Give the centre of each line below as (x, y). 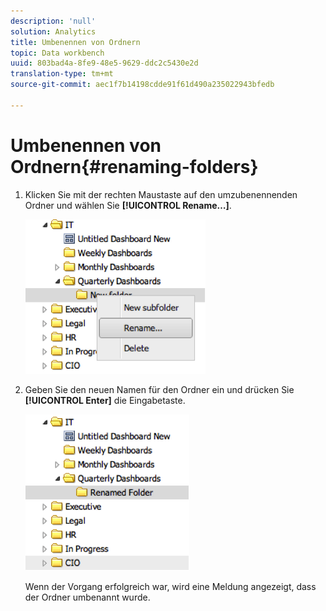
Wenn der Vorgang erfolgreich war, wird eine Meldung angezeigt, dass (170, 586)
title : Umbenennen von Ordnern (75, 42)
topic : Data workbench (57, 53)
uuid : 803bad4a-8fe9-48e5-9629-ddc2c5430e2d (104, 63)
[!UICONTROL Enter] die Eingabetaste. (105, 400)
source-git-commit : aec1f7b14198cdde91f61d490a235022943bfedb (142, 85)
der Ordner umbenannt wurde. (87, 597)
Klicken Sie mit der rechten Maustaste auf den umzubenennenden (161, 194)
